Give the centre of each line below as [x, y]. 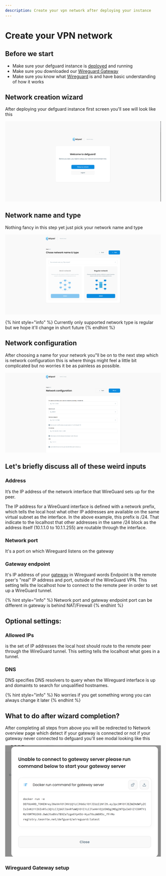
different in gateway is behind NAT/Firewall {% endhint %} [64, 606]
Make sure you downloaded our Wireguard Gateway [65, 71]
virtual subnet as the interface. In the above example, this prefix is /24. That [82, 517]
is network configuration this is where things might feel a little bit [71, 360]
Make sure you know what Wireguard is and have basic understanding [84, 76]
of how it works [28, 81]
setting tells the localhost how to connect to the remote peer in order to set [81, 585]
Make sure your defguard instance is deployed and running [72, 66]
